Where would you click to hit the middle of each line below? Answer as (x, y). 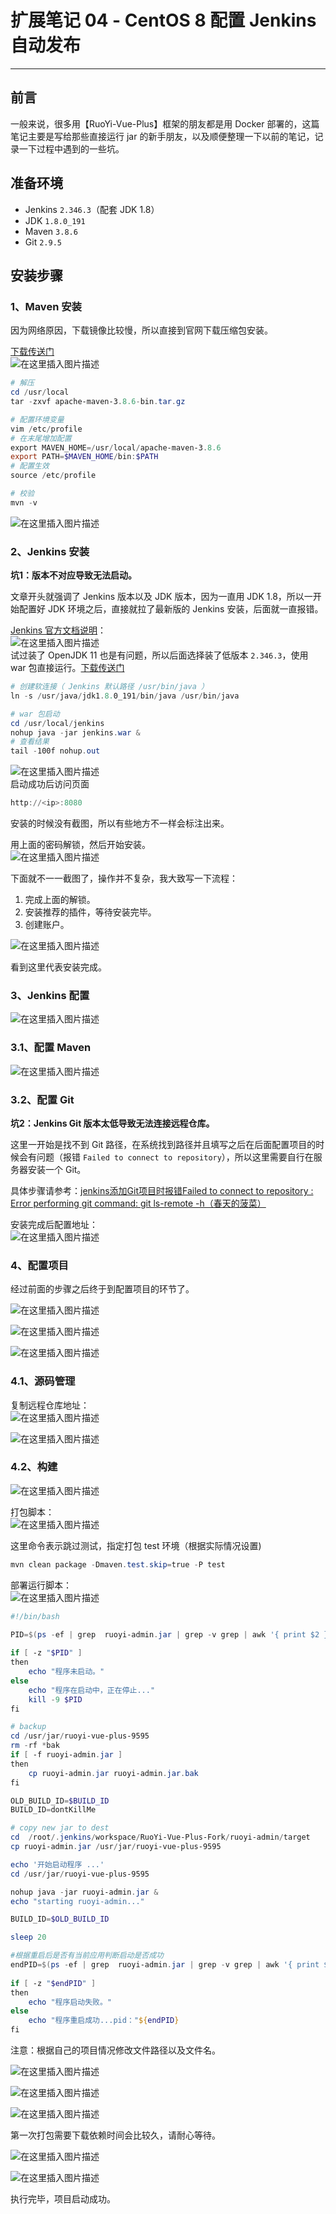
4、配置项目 (39, 1265)
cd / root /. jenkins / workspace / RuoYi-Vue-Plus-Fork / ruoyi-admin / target (160, 1837)
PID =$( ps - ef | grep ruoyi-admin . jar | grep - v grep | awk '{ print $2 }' (171, 1634)
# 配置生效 (30, 466)
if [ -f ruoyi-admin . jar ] (66, 1755)
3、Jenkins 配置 (50, 995)
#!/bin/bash (35, 1616)
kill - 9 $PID (55, 1699)
